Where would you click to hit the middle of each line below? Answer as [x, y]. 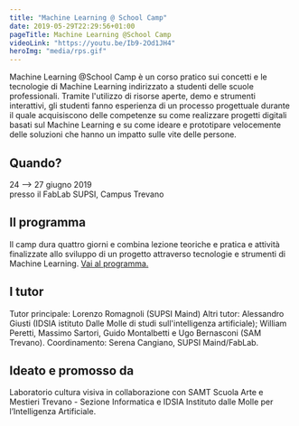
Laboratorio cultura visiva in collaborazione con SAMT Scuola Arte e [136, 393]
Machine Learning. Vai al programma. [79, 264]
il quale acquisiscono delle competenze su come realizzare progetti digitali [148, 116]
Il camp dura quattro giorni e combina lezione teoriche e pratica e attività [145, 244]
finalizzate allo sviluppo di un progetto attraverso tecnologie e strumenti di [148, 254]
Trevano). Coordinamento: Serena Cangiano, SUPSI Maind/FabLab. [134, 342]
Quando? [36, 163]
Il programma [47, 222]
